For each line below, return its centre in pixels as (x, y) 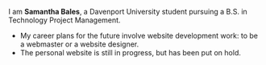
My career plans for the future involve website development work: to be (139, 36)
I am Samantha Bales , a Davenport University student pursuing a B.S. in (128, 12)
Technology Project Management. (64, 20)
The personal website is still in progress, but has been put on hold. (131, 53)
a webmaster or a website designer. (79, 44)
